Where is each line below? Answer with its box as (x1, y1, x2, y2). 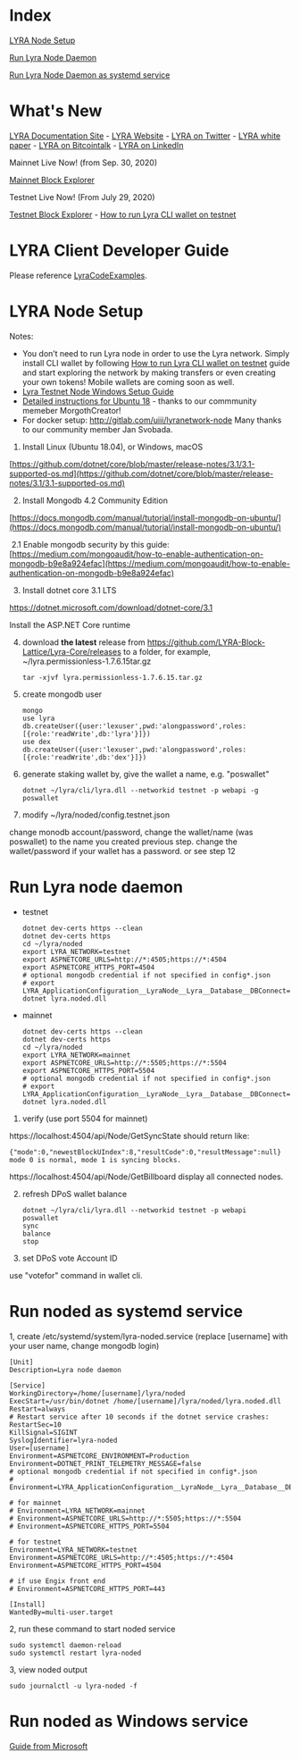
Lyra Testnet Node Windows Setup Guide (21, 386, 174, 397)
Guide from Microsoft (9, 1740, 88, 1751)
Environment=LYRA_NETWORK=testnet (9, 1545, 138, 1555)
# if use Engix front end (9, 1576, 105, 1586)
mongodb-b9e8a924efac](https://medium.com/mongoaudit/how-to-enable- (9, 557, 290, 568)
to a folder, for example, (123, 646, 212, 657)
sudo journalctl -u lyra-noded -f (9, 1681, 138, 1690)
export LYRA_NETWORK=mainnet (21, 1051, 131, 1060)
